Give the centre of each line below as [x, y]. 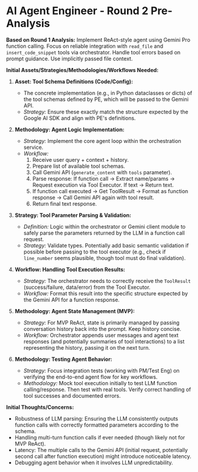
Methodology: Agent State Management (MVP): [74, 311]
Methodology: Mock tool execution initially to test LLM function [100, 383]
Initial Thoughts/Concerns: [40, 407]
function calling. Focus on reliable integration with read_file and [85, 46]
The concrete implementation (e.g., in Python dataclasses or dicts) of [108, 93]
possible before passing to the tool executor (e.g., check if [95, 252]
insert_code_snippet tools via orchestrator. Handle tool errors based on [93, 52]
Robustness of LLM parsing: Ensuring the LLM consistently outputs [96, 418]
